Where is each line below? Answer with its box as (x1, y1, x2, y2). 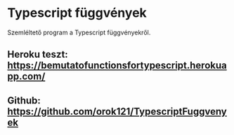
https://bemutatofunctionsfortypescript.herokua (7, 60, 227, 72)
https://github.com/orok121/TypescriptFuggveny (7, 105, 227, 117)
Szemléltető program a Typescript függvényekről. (7, 28, 151, 37)
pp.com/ (7, 70, 46, 82)
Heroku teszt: (7, 49, 68, 60)
